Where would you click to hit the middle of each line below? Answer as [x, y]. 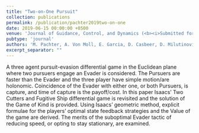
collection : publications [38, 17]
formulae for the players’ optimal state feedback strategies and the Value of [98, 111]
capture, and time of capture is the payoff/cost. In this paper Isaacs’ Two [95, 92]
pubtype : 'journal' [30, 39]
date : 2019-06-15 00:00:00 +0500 [47, 28]
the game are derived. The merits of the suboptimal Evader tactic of [89, 117]
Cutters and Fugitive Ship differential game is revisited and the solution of [96, 98]
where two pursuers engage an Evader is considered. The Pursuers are [93, 73]
